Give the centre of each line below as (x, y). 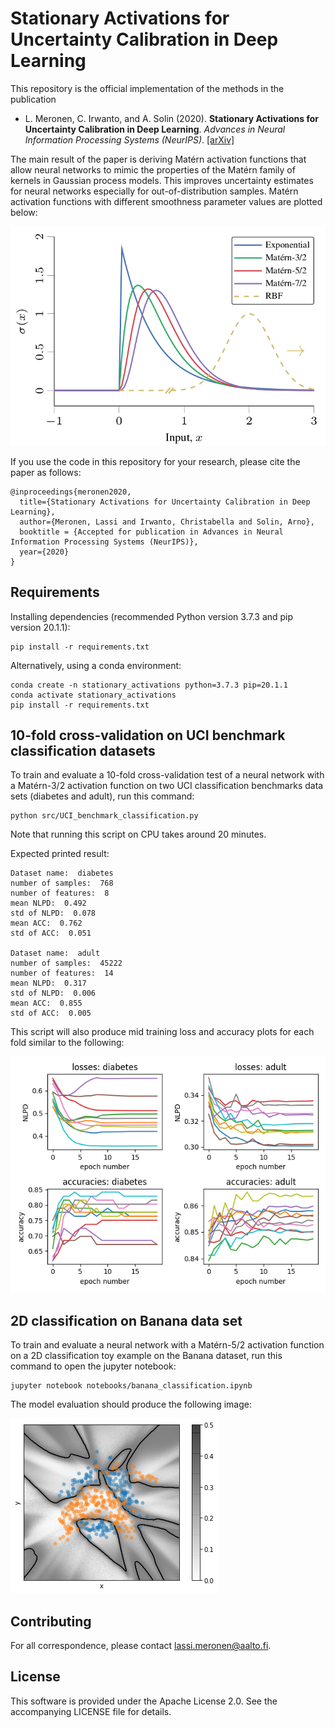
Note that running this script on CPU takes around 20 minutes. (138, 834)
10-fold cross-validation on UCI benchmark (148, 735)
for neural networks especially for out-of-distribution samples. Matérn (154, 191)
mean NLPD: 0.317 (48, 983)
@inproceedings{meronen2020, (71, 492)
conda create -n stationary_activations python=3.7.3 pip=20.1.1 (149, 685)
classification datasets (83, 750)
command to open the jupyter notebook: (93, 1366)
